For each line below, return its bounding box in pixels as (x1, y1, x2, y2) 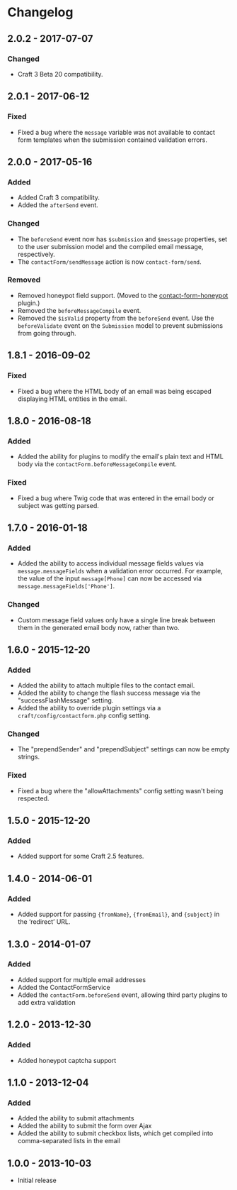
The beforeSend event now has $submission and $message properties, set (17, 235, 228, 243)
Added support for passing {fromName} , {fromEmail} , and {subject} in (17, 910, 220, 919)
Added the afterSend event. (17, 201, 99, 209)
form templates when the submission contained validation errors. (17, 136, 207, 144)
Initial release (17, 1176, 57, 1185)
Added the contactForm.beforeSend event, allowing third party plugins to (17, 991, 228, 999)
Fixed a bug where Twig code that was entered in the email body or (17, 494, 214, 502)
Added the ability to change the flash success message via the (17, 689, 201, 698)
